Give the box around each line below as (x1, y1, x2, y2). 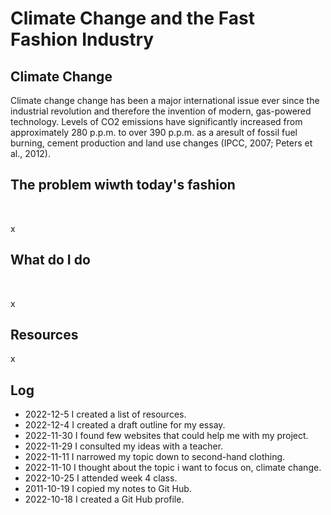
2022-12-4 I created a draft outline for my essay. (24, 419, 226, 431)
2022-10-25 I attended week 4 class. (24, 472, 178, 484)
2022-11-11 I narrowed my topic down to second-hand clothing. (24, 451, 286, 463)
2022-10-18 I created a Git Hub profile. (24, 493, 185, 506)
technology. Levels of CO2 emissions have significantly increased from (10, 116, 303, 127)
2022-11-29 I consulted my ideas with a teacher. (24, 440, 224, 452)
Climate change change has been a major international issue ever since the (10, 95, 320, 106)
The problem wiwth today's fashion (10, 177, 236, 194)
